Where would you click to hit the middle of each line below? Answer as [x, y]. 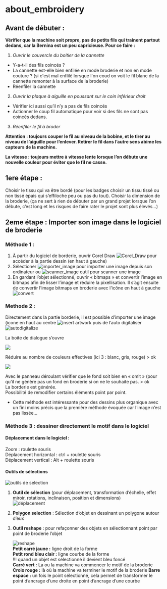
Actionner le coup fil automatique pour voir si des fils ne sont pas [80, 111]
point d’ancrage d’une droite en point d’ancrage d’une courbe [76, 581]
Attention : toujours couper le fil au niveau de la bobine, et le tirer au [78, 136]
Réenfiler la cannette [34, 86]
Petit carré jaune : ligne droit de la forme [55, 549]
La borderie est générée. [31, 387]
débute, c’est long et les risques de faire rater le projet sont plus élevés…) [81, 206]
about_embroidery [45, 9]
